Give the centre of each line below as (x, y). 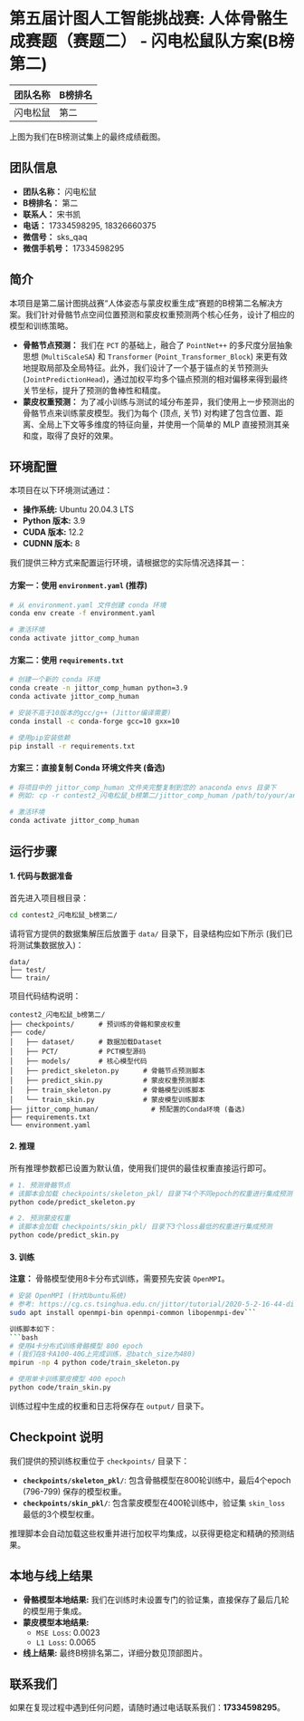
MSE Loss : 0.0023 (68, 1632)
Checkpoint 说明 (57, 1437)
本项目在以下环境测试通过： (61, 490)
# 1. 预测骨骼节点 (40, 1185)
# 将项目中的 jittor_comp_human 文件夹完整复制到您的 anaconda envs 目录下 (143, 788)
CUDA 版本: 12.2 (53, 532)
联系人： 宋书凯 (52, 214)
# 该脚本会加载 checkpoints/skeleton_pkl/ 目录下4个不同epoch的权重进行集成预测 (151, 1194)
